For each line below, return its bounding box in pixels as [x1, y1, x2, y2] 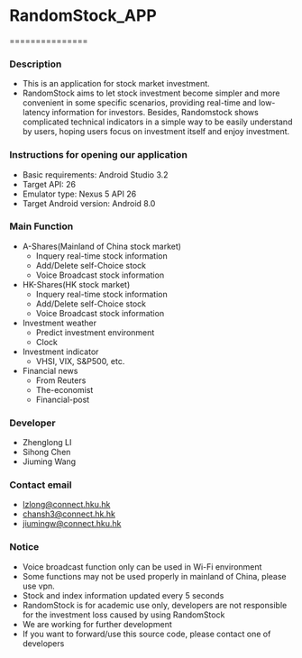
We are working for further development [22, 618, 173, 629]
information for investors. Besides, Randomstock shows [51, 107, 259, 118]
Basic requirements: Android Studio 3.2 [22, 169, 169, 180]
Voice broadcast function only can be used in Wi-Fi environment [22, 561, 262, 572]
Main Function [9, 220, 74, 233]
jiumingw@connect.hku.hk [22, 518, 122, 529]
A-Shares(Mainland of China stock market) [22, 241, 182, 251]
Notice [9, 541, 40, 553]
